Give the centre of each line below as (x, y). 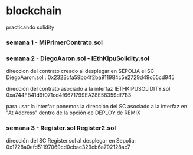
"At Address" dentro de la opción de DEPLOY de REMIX (73, 113)
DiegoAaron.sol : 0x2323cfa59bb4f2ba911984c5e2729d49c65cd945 (91, 77)
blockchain (34, 11)
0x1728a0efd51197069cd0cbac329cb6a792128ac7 (68, 147)
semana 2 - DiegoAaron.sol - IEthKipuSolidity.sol (78, 58)
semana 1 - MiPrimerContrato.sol (55, 42)
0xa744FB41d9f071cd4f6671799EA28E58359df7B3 (69, 95)
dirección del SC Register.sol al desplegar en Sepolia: (71, 141)
